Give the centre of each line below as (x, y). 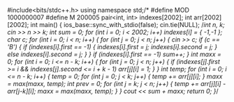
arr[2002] (208, 17)
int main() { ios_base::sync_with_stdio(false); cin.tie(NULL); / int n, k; (127, 25)
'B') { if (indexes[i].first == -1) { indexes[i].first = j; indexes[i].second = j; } (112, 47)
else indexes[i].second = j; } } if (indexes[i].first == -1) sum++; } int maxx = (115, 54)
